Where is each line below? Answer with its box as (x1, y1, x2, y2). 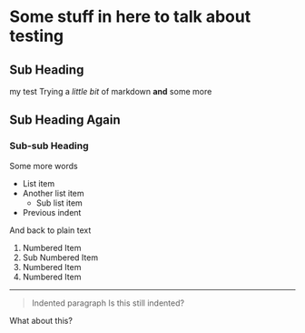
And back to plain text (9, 225, 92, 236)
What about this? (9, 315, 73, 326)
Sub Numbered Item (22, 252, 98, 263)
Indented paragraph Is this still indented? (31, 298, 184, 308)
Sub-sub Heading (9, 139, 89, 152)
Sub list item (35, 197, 84, 208)
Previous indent (22, 207, 82, 217)
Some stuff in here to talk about (9, 6, 251, 27)
